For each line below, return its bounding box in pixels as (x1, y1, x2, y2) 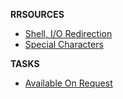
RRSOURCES (10, 9, 65, 20)
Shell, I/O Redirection (24, 28, 113, 39)
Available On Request (24, 77, 113, 89)
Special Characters (24, 39, 104, 50)
